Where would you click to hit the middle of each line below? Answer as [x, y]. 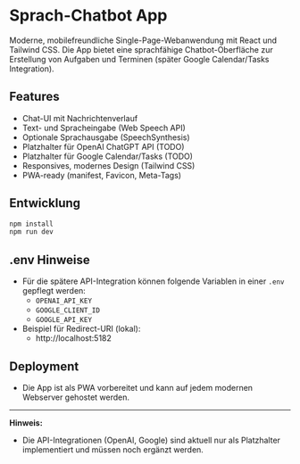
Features [34, 97]
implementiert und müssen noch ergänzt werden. [112, 449]
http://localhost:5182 [73, 338]
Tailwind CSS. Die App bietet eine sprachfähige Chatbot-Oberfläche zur [142, 49]
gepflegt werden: [54, 291]
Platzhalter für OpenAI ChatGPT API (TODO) [103, 146]
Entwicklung [45, 203]
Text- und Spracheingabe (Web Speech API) [104, 128]
